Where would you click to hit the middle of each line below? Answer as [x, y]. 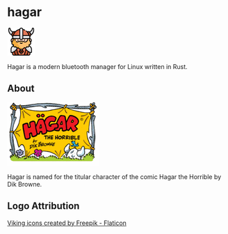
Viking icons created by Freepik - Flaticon [67, 223]
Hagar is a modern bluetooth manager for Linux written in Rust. [97, 66]
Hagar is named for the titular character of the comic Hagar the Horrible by [114, 177]
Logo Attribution [43, 206]
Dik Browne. [25, 184]
